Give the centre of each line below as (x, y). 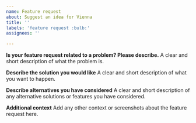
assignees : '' (23, 33)
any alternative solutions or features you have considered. (76, 97)
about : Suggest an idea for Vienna (49, 17)
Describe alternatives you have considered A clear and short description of (98, 90)
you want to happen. (31, 79)
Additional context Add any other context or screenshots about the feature (97, 108)
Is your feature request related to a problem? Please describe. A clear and (97, 55)
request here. (22, 114)
